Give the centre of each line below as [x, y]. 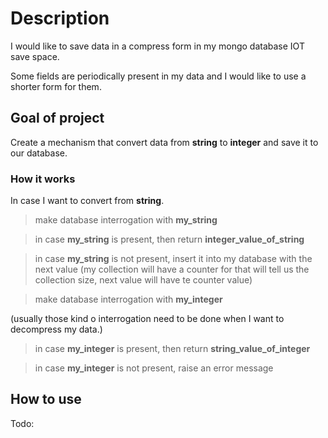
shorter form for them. [56, 86]
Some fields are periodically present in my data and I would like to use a [158, 76]
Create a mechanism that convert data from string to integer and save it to [164, 142]
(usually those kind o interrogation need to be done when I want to [147, 319]
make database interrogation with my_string [126, 220]
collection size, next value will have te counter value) [143, 280]
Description [60, 18]
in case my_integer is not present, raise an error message [154, 368]
